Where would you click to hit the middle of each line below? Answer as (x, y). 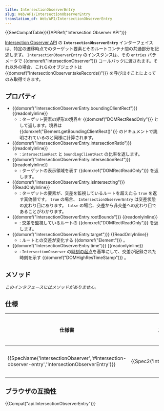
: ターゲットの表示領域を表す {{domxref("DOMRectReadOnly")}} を (87, 171)
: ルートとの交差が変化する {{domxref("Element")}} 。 (73, 240)
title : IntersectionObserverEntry (40, 10)
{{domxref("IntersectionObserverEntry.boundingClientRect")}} (75, 108)
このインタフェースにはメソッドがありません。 (52, 287)
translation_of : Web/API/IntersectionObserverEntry (59, 19)
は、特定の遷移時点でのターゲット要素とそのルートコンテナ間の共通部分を (80, 49)
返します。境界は (45, 126)
